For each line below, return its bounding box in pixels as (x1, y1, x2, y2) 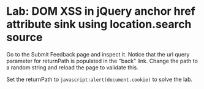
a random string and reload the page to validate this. (6, 63, 139, 71)
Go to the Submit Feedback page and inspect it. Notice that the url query (6, 50, 190, 58)
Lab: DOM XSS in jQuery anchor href (6, 4, 196, 18)
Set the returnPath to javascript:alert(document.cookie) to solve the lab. (6, 75, 193, 83)
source (6, 31, 43, 44)
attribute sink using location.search (6, 17, 192, 31)
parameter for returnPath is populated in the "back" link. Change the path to (6, 57, 198, 64)
